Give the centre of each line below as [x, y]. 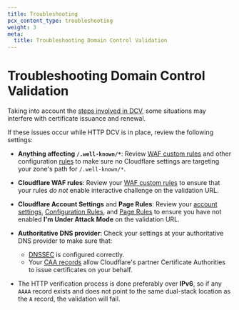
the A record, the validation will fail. [69, 299]
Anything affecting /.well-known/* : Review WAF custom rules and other [124, 154]
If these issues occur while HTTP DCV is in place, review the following [111, 132]
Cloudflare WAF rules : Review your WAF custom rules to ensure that [119, 183]
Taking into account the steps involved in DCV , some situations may [107, 111]
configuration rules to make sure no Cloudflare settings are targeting [118, 161]
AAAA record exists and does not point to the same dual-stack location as [124, 291]
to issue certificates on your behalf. [80, 270]
